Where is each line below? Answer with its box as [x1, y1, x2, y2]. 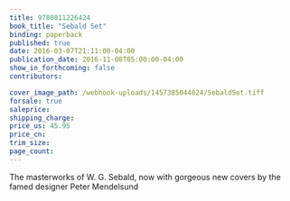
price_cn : [9, 130, 47, 140]
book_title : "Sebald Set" [9, 22, 107, 31]
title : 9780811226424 [9, 13, 91, 23]
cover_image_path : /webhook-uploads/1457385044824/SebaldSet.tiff [9, 87, 265, 97]
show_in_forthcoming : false [9, 64, 116, 73]
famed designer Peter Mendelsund [9, 181, 139, 192]
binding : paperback [9, 30, 83, 39]
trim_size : [9, 139, 51, 148]
